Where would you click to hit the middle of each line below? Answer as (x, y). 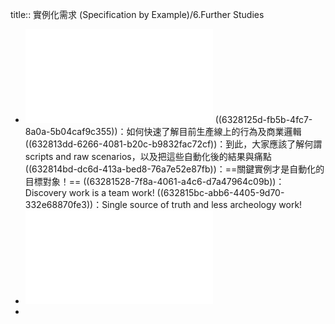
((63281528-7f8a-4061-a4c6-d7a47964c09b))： (184, 181)
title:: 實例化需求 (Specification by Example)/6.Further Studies (137, 14)
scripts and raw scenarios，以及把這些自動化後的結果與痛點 (148, 156)
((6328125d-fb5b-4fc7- (263, 119)
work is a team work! (111, 192)
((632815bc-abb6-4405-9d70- (220, 192)
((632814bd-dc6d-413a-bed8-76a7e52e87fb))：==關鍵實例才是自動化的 (174, 169)
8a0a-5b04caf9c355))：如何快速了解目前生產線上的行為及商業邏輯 (163, 131)
